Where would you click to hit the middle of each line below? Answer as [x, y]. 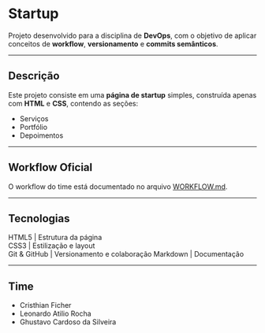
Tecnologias [39, 218]
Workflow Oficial [50, 167]
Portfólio [34, 127]
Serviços [34, 118]
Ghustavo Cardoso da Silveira [68, 322]
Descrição [34, 76]
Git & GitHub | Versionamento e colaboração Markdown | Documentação [126, 254]
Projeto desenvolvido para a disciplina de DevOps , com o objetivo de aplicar [132, 35]
